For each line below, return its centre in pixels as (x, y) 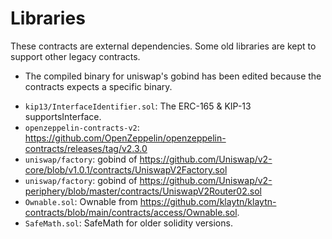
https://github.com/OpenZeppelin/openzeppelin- (125, 138)
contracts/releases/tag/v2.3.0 (86, 148)
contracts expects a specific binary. (98, 86)
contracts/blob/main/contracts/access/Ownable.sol (131, 212)
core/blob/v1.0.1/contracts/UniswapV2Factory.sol (126, 169)
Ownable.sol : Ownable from (81, 201)
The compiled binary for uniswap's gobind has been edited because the (173, 76)
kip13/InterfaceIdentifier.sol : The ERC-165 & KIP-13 (138, 106)
